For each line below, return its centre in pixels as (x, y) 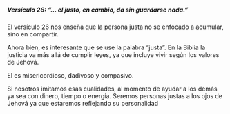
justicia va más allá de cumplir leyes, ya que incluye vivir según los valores (113, 54)
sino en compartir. (33, 34)
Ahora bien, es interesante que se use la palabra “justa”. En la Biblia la (106, 47)
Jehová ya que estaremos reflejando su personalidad (83, 103)
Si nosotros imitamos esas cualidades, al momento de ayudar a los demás (112, 89)
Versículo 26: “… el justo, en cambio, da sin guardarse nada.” (98, 10)
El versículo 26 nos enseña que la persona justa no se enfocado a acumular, (116, 27)
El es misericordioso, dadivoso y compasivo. (70, 75)
